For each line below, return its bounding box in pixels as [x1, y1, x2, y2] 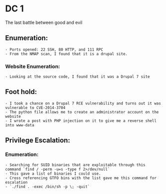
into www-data [5, 122, 35, 127]
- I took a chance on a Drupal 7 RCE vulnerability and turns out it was [5, 100, 162, 106]
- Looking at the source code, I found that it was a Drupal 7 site [5, 74, 150, 80]
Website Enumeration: [5, 63, 61, 70]
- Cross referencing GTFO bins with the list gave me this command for [5, 175, 157, 181]
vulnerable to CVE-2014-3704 [5, 105, 66, 110]
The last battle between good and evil [5, 19, 83, 25]
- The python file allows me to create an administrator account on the [5, 109, 159, 114]
